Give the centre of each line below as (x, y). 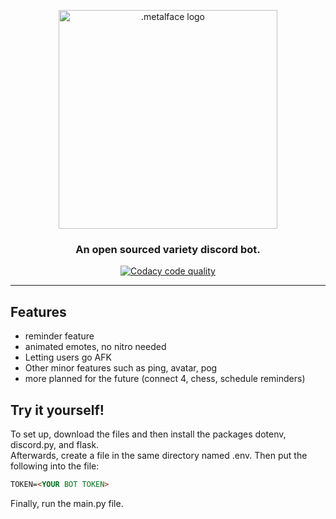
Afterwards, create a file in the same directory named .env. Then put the (159, 455)
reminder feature (59, 336)
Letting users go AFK (68, 357)
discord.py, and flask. (55, 444)
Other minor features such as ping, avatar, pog (121, 368)
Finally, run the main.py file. (67, 503)
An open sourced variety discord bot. (168, 249)
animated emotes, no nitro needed (95, 347)
